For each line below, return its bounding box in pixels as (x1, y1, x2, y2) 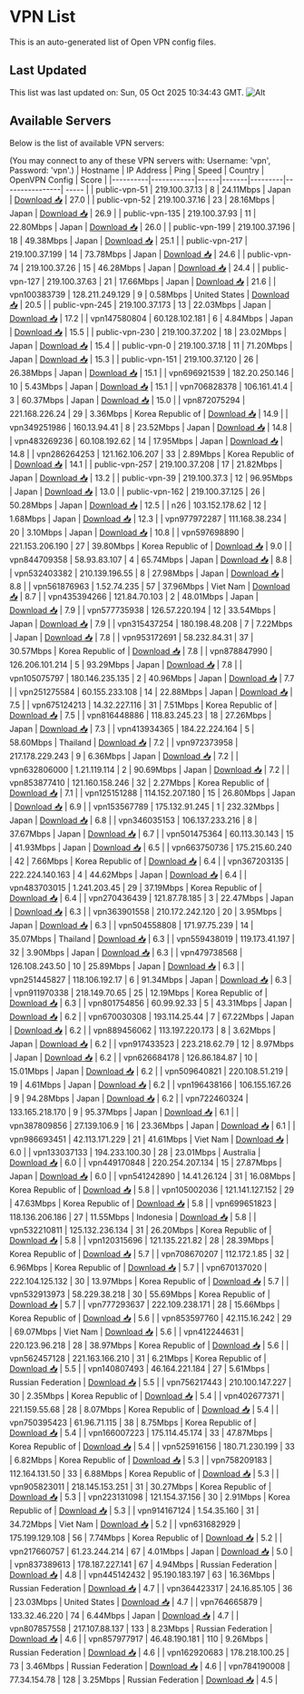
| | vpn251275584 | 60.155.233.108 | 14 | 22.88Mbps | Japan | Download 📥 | (9, 686, 293, 697)
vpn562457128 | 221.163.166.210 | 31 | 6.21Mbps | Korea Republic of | (9, 1352, 267, 1363)
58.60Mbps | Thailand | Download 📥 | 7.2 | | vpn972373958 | (9, 737, 239, 748)
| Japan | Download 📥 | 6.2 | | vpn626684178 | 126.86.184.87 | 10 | (9, 1052, 258, 1063)
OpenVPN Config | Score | (9, 174, 107, 185)
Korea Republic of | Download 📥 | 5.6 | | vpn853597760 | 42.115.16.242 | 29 (9, 1313, 292, 1323)
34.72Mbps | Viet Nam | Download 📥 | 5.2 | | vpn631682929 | (9, 1519, 241, 1530)
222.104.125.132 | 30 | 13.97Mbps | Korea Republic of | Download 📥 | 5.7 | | (9, 1275, 289, 1286)
